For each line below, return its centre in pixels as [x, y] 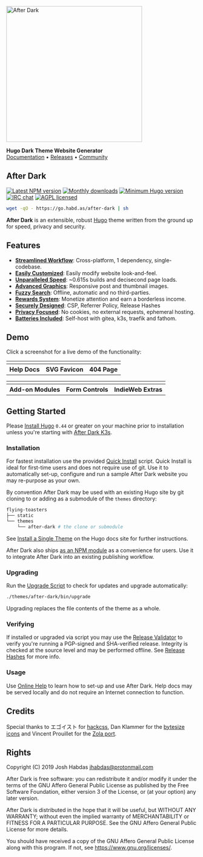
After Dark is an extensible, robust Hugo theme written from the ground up [100, 220]
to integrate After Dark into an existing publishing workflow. [80, 556]
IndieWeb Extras [138, 390]
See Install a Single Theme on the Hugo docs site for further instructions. [97, 538]
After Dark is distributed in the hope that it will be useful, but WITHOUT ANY [101, 810]
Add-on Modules [35, 390]
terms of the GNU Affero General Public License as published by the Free [98, 785]
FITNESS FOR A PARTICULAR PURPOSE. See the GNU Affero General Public [101, 823]
